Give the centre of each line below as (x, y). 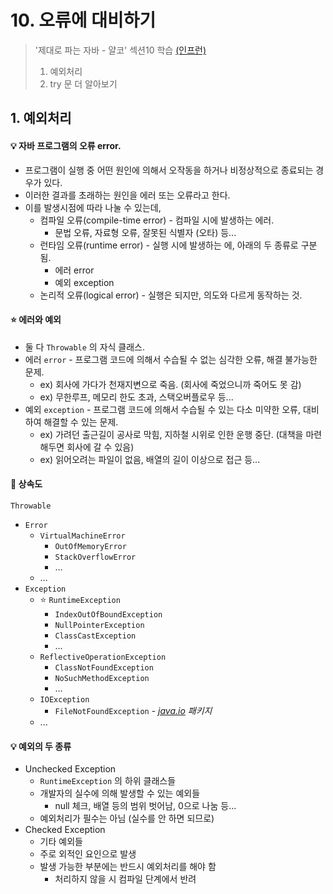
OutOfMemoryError (90, 546)
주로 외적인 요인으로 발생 (88, 854)
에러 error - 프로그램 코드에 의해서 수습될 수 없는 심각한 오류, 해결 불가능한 (171, 359)
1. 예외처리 (41, 118)
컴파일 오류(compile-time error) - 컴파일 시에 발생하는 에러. (157, 220)
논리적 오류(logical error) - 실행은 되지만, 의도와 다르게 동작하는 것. (171, 295)
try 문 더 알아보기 (83, 83)
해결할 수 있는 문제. (81, 422)
